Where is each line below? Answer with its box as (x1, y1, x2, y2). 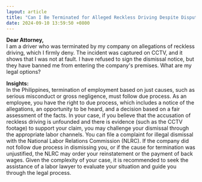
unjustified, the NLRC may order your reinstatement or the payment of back (6, 150, 194, 157)
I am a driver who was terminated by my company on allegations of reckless (6, 43, 195, 50)
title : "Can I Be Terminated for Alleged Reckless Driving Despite (6, 14, 179, 20)
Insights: (6, 80, 29, 87)
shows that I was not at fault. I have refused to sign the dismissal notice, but (6, 55, 194, 63)
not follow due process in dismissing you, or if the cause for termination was (6, 144, 195, 151)
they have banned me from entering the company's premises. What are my (6, 62, 192, 69)
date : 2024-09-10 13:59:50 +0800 (6, 20, 90, 26)
